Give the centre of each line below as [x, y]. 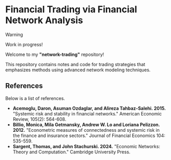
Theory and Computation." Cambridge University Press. [71, 152]
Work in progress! [24, 44]
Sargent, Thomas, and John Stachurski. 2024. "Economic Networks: [86, 146]
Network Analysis [44, 20]
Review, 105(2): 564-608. [39, 119]
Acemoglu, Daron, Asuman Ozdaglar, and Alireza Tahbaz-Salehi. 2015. [89, 108]
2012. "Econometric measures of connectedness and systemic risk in [86, 130]
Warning [14, 34]
